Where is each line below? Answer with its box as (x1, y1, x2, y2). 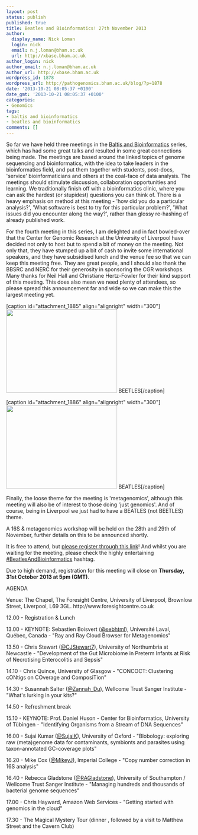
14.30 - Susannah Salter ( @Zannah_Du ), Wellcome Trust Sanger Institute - (6, 685, 187, 692)
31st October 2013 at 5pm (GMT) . (6, 573, 90, 580)
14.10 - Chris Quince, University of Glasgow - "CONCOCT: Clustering (6, 668, 174, 674)
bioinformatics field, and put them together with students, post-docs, (6, 166, 174, 173)
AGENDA (6, 585, 28, 592)
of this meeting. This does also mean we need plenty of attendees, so (6, 278, 176, 285)
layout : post (6, 8, 38, 15)
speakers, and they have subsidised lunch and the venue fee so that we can (6, 253, 191, 260)
